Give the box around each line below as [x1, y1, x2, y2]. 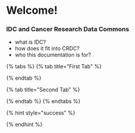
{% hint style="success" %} [6, 109, 76, 117]
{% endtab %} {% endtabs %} [6, 98, 81, 105]
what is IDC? [14, 38, 46, 46]
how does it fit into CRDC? [14, 45, 80, 52]
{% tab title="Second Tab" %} [6, 86, 81, 93]
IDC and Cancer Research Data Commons [6, 25, 130, 34]
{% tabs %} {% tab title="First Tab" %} [6, 63, 102, 70]
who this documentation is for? [14, 52, 91, 59]
